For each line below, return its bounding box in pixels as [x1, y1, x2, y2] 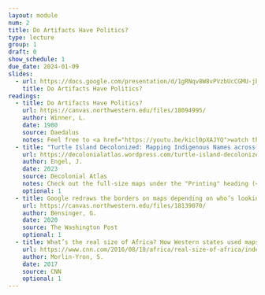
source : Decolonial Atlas [22, 172, 108, 181]
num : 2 [8, 19, 30, 27]
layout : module [8, 11, 58, 20]
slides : [8, 70, 34, 78]
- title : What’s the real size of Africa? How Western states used [15, 238, 242, 246]
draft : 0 [8, 48, 37, 56]
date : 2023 [22, 165, 58, 173]
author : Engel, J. [22, 158, 83, 166]
